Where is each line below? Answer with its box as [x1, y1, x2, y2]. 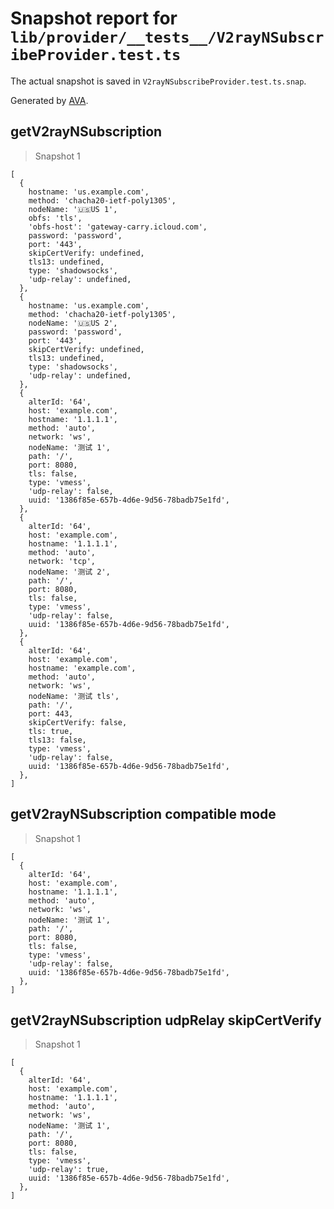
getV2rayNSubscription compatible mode [10, 806, 277, 823]
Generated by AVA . [10, 94, 89, 106]
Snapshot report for [10, 7, 178, 30]
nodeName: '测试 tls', [28, 691, 120, 701]
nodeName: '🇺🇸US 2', [28, 318, 118, 328]
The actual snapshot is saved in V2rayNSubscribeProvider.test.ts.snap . [10, 75, 307, 87]
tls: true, [28, 726, 74, 736]
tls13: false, [28, 735, 87, 745]
